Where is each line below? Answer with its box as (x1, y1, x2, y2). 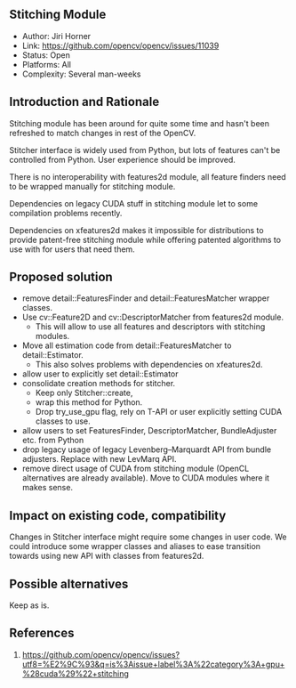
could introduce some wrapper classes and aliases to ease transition (9, 541, 260, 552)
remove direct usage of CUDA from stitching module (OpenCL (21, 463, 250, 474)
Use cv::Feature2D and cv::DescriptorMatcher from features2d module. (21, 312, 284, 323)
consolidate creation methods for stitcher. (21, 378, 176, 389)
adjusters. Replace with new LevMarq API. (21, 454, 177, 465)
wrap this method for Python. (35, 397, 143, 408)
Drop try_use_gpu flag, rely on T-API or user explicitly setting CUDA (35, 407, 283, 417)
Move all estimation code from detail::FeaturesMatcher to (21, 340, 232, 351)
